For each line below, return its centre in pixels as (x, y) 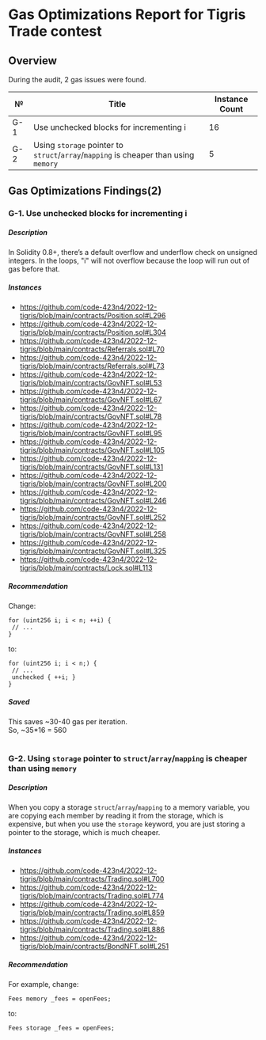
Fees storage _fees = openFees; (61, 1028)
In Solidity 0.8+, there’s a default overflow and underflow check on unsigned (133, 252)
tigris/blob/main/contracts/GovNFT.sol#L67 (91, 400)
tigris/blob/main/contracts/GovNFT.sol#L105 (92, 450)
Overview (33, 61)
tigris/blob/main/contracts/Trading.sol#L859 (92, 913)
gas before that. (34, 269)
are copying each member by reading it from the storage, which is (116, 816)
